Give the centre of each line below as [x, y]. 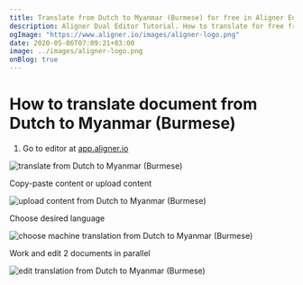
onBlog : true [34, 60]
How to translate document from [133, 104]
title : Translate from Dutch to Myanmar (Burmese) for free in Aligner [147, 18]
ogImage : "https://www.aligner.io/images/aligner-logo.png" [125, 34]
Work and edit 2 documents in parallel [80, 253]
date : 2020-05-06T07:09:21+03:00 [72, 43]
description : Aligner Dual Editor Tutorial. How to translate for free [147, 26]
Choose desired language [57, 218]
